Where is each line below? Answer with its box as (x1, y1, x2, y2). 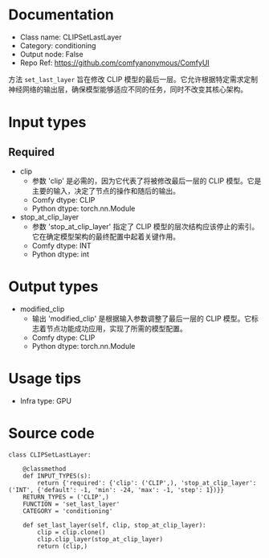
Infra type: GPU (19, 396, 72, 405)
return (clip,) (37, 542, 88, 550)
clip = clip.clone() (37, 528, 106, 536)
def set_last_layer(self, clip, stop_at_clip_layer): (22, 521, 206, 529)
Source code (8, 425, 95, 442)
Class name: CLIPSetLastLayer (19, 32, 122, 42)
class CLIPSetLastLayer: (8, 450, 92, 459)
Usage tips (8, 370, 82, 388)
